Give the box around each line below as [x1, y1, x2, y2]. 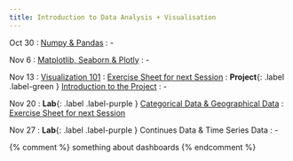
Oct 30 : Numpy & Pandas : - [9, 37, 115, 48]
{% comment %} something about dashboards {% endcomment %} [9, 142, 257, 152]
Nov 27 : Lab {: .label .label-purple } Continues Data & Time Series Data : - [9, 125, 279, 135]
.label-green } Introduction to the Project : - [9, 80, 167, 91]
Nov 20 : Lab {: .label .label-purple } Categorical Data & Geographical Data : [9, 98, 284, 109]
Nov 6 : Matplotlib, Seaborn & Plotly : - [9, 54, 150, 65]
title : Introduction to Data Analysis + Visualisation [9, 12, 217, 22]
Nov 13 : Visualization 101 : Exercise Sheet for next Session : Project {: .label [9, 72, 285, 82]
